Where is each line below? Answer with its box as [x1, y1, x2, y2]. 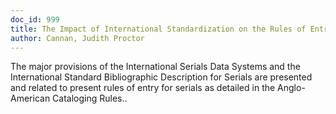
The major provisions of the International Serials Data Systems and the [10, 61, 301, 73]
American [10, 92, 51, 105]
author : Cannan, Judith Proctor [10, 33, 145, 43]
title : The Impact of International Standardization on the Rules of [10, 24, 307, 34]
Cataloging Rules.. [52, 92, 128, 105]
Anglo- [277, 82, 306, 94]
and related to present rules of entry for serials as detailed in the [10, 82, 276, 94]
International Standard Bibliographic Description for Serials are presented [10, 71, 313, 83]
